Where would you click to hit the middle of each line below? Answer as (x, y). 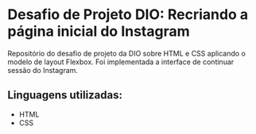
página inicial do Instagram (99, 31)
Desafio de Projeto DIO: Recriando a (128, 15)
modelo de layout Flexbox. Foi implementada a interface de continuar (121, 62)
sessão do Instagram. (43, 70)
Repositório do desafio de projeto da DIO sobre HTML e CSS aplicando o (126, 53)
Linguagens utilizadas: (65, 96)
